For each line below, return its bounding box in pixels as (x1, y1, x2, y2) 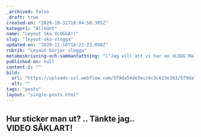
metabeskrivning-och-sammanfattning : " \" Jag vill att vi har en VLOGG (6, 53, 186, 59)
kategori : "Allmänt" (6, 25, 58, 32)
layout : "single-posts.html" (6, 92, 79, 98)
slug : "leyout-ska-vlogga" (6, 36, 74, 42)
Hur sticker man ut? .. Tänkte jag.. (6, 114, 135, 124)
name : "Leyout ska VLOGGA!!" (6, 31, 79, 37)
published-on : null (6, 58, 55, 64)
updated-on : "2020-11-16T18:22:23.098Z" (6, 42, 109, 48)
